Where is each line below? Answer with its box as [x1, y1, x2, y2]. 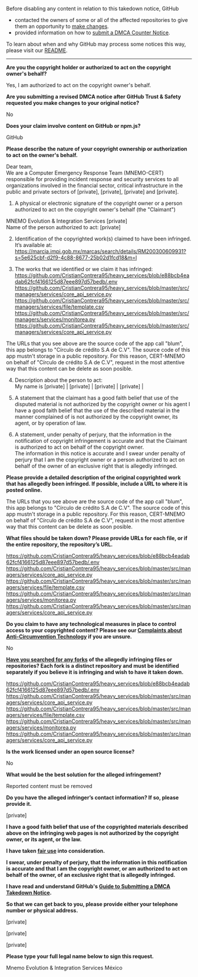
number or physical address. [6, 907, 78, 914]
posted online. [6, 487, 42, 493]
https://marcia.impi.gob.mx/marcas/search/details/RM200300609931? [14, 248, 187, 255]
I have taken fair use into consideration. [6, 847, 105, 854]
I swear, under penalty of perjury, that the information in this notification [6, 859, 187, 866]
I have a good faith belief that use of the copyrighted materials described [6, 823, 189, 830]
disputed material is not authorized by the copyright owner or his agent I [14, 401, 190, 407]
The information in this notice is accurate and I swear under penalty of [14, 450, 186, 457]
